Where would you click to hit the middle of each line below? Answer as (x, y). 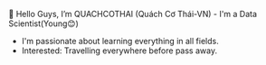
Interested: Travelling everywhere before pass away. (119, 51)
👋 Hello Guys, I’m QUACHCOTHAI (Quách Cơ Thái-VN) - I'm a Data (133, 14)
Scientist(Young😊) (43, 23)
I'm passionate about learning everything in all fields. (120, 41)
